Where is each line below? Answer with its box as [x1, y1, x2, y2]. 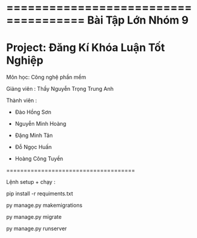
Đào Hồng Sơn [14, 109, 52, 116]
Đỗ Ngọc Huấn [14, 144, 52, 151]
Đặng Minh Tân [14, 132, 53, 139]
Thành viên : [6, 97, 37, 104]
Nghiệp [6, 53, 44, 67]
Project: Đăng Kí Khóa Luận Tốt [6, 41, 165, 55]
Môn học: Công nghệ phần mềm [6, 73, 86, 81]
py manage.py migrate [6, 213, 62, 221]
